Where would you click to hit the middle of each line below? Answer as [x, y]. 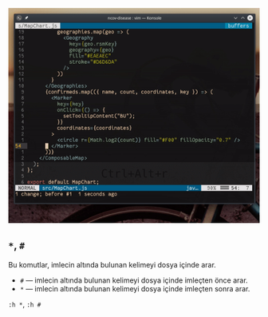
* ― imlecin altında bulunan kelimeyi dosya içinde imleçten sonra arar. [135, 288]
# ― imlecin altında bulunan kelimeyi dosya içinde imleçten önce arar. [134, 280]
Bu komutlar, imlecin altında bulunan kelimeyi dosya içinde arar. [112, 264]
